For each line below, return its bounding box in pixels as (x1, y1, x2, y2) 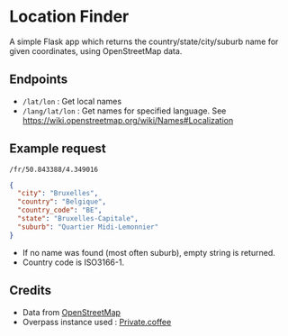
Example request (9, 141, 106, 157)
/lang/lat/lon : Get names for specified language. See (22, 105, 227, 116)
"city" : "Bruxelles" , (17, 189, 99, 198)
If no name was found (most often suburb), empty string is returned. (22, 247, 276, 258)
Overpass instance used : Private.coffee (22, 316, 172, 327)
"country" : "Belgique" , (17, 197, 106, 206)
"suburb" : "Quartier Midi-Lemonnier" (17, 222, 159, 232)
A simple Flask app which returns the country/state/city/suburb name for (9, 36, 279, 47)
